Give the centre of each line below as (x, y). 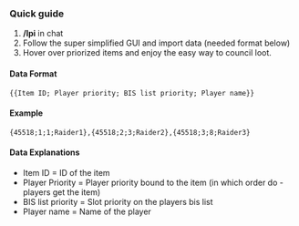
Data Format (33, 73)
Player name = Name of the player (87, 211)
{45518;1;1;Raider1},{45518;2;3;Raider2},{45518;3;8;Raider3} (130, 132)
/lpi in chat (43, 34)
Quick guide (37, 14)
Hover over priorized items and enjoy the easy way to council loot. (147, 53)
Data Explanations (45, 152)
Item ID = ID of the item (67, 172)
